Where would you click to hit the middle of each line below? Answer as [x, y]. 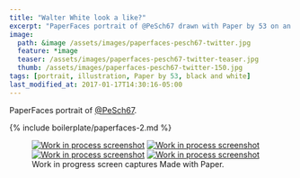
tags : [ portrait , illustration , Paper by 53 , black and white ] [130, 76]
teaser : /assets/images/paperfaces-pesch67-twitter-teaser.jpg [138, 59]
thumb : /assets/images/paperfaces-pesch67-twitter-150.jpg [130, 68]
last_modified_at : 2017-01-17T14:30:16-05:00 [96, 85]
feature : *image [48, 51]
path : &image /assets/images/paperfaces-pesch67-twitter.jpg [134, 43]
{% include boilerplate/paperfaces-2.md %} [91, 128]
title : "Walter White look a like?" [78, 18]
